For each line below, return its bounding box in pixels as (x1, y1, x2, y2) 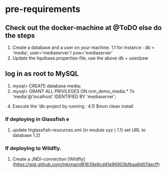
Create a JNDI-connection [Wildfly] (12, 156, 85, 162)
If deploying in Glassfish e (5, 115, 70, 122)
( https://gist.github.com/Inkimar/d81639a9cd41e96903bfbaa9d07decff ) (12, 161, 160, 167)
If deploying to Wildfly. (5, 145, 61, 152)
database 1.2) (12, 132, 41, 138)
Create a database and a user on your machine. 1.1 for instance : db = (12, 44, 155, 50)
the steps (5, 31, 35, 39)
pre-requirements (5, 3, 81, 15)
